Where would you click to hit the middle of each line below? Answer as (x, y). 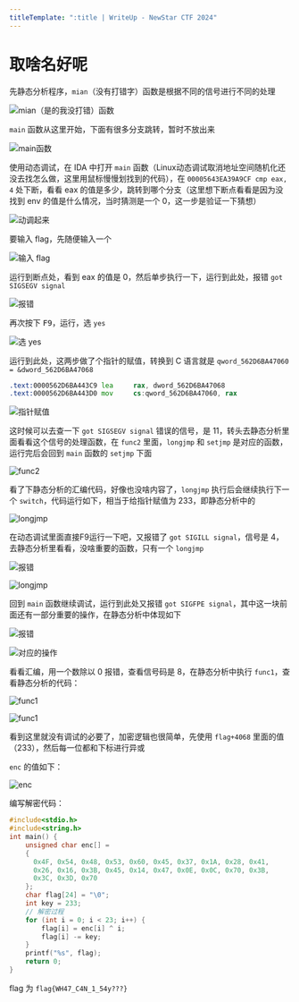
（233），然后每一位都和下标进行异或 (77, 748)
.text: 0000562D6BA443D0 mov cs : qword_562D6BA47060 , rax (124, 394)
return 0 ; (44, 962)
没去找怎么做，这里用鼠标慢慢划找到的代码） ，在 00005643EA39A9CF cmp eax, (148, 178)
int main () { (33, 837)
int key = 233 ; (54, 904)
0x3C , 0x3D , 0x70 (65, 879)
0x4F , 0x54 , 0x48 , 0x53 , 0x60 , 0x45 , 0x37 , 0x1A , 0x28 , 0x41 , (151, 862)
